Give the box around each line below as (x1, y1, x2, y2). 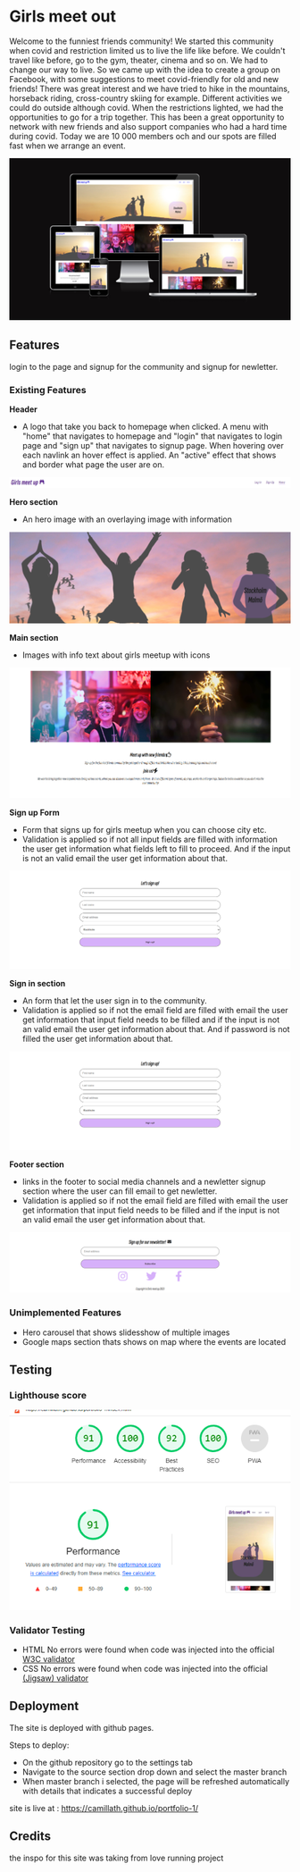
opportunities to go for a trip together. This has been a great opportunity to (9, 112, 285, 122)
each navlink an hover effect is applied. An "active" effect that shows (21, 449, 277, 460)
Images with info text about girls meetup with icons (21, 650, 211, 660)
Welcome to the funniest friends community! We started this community (9, 36, 274, 46)
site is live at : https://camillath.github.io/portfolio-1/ (9, 1802, 199, 1813)
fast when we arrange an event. (9, 140, 127, 151)
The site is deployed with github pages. (9, 1722, 154, 1733)
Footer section (9, 1159, 64, 1170)
